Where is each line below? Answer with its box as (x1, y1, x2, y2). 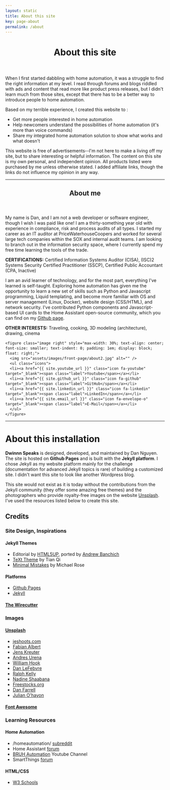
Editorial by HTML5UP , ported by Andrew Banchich (12, 551, 119, 557)
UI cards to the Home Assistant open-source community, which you (19, 309, 161, 315)
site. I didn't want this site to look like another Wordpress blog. (5, 472, 135, 478)
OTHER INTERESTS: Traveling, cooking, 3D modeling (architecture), (5, 325, 147, 331)
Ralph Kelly (12, 671, 36, 677)
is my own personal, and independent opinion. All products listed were (5, 159, 152, 165)
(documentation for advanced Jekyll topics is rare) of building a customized (5, 466, 163, 472)
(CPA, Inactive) (5, 267, 36, 273)
